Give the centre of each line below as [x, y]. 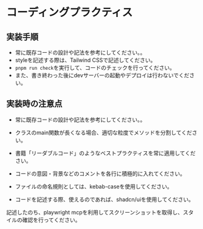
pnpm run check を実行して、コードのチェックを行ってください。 [95, 68]
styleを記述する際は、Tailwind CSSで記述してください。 [85, 60]
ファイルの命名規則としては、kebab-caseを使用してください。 [94, 186]
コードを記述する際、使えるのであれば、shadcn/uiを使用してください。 [105, 199]
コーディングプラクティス [70, 12]
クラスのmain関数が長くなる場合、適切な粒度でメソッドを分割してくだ [104, 132]
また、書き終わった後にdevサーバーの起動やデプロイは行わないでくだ [102, 75]
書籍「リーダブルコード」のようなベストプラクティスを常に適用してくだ [105, 153]
